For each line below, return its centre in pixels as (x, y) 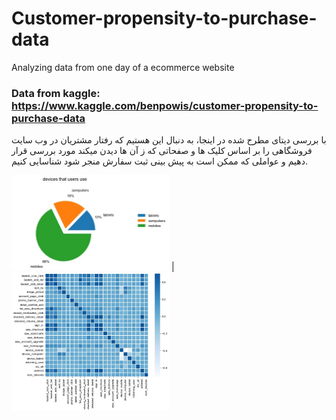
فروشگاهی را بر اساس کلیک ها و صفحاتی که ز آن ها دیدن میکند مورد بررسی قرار (162, 151)
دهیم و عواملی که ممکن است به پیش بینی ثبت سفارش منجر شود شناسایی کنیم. (159, 161)
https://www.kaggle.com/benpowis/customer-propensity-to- (165, 105)
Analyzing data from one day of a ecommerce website (123, 67)
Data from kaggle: (56, 93)
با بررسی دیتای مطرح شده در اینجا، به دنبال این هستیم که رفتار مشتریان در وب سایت (169, 140)
